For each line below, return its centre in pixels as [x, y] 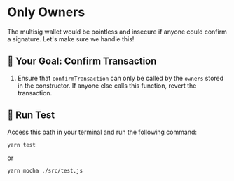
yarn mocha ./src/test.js [45, 171]
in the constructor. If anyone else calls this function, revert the [107, 86]
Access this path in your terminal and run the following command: [102, 132]
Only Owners [46, 12]
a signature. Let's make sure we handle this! [71, 39]
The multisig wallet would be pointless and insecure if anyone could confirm [117, 32]
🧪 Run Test [31, 115]
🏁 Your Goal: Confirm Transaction [82, 61]
